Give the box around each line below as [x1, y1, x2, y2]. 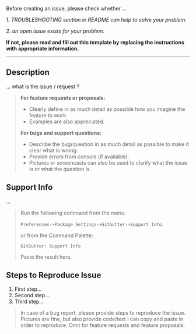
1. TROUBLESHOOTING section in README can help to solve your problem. [6, 16, 187, 23]
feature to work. [29, 112, 68, 119]
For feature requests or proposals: [20, 94, 106, 101]
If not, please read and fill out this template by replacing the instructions [6, 39, 185, 46]
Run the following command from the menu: [20, 209, 127, 216]
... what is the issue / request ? [6, 83, 80, 90]
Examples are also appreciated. [29, 118, 105, 125]
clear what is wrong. [29, 147, 78, 154]
